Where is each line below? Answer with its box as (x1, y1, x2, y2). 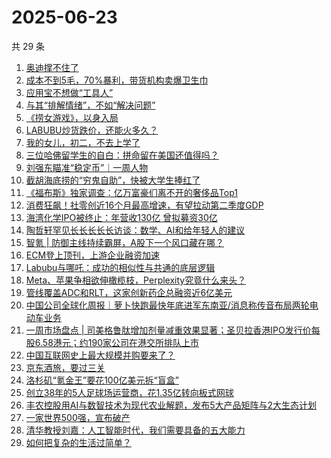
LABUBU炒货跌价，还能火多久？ (25, 124, 159, 136)
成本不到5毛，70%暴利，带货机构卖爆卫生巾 (25, 74, 209, 86)
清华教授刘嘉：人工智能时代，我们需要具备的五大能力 (25, 424, 246, 436)
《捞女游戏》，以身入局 (25, 111, 119, 123)
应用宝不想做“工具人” (25, 86, 114, 98)
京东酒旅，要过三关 (25, 361, 106, 373)
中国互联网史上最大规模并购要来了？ (25, 349, 176, 361)
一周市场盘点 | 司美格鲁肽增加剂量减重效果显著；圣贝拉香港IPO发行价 (25, 324, 312, 336)
